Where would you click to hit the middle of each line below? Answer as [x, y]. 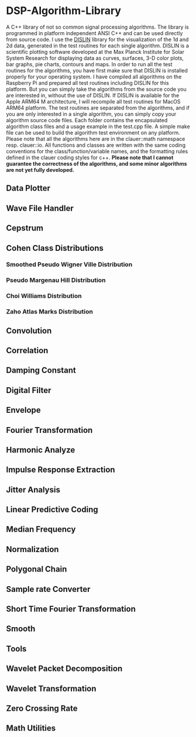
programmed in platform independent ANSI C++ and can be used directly [94, 33]
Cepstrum [25, 228]
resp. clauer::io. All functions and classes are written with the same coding [96, 145]
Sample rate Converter [48, 589]
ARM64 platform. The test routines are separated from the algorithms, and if [98, 108]
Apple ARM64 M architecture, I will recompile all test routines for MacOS [93, 101]
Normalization [32, 549]
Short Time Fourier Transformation [71, 609]
